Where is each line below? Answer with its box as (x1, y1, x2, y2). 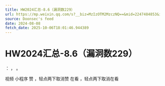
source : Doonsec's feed (5, 16, 54, 21)
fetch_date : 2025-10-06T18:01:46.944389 (5, 26, 89, 30)
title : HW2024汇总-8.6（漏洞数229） (5, 7, 75, 12)
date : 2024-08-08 (5, 21, 41, 26)
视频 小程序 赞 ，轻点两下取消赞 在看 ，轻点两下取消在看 (5, 76, 119, 82)
